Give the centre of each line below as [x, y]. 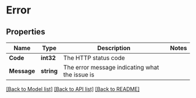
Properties [26, 32]
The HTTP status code [94, 58]
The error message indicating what [111, 67]
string [49, 71]
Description [114, 48]
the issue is [79, 75]
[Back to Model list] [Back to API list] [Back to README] [73, 89]
